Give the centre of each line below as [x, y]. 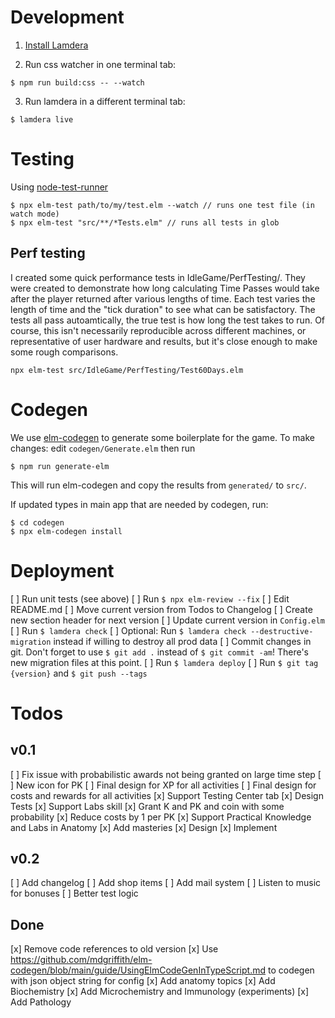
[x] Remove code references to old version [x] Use [114, 949]
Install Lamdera [56, 45]
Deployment [62, 570]
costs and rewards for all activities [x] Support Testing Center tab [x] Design [167, 795]
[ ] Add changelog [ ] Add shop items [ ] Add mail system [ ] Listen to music [166, 883]
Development [67, 17]
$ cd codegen [37, 522]
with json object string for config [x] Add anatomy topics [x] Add [143, 981]
